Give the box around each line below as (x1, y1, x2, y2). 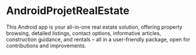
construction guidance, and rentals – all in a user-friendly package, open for (6, 36, 190, 43)
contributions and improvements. (6, 42, 87, 49)
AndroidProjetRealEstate (6, 4, 129, 18)
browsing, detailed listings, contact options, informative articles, (6, 29, 161, 36)
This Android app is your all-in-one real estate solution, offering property (6, 23, 182, 30)
